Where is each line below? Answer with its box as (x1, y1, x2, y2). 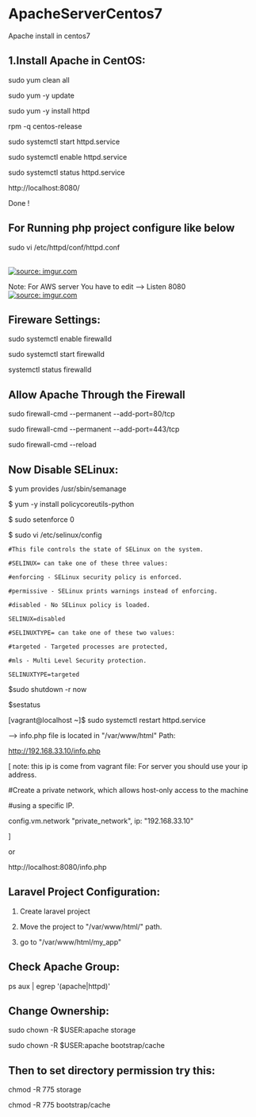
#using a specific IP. (8, 801, 75, 810)
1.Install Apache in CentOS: (8, 54, 146, 68)
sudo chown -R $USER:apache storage (8, 1026, 136, 1035)
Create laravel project (19, 906, 91, 916)
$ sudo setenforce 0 (8, 515, 75, 524)
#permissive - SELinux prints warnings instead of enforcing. (8, 587, 218, 595)
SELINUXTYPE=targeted (8, 671, 80, 678)
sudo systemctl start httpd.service (8, 137, 120, 146)
